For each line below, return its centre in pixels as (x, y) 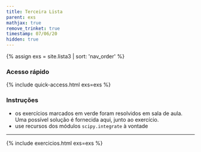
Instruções (22, 100)
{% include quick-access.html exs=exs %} (59, 85)
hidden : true (22, 39)
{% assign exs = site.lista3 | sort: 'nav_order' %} (66, 56)
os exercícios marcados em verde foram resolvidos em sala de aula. (99, 113)
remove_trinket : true (33, 28)
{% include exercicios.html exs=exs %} (54, 143)
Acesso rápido (28, 72)
